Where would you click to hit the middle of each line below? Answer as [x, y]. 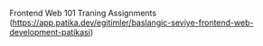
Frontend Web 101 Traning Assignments [83, 13]
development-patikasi [50, 32]
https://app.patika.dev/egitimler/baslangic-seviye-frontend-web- [133, 23]
